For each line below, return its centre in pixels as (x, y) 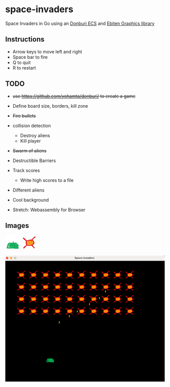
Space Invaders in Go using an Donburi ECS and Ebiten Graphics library (80, 23)
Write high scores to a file (47, 180)
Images (17, 225)
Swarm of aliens (29, 150)
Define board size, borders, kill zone (50, 106)
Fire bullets (24, 116)
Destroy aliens (35, 135)
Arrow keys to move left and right (47, 51)
